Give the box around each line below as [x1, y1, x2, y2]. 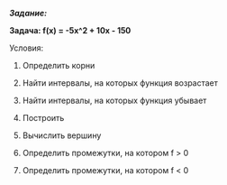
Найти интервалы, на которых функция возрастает [22, 78, 219, 88]
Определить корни [22, 60, 95, 70]
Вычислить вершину [22, 130, 102, 141]
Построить [22, 113, 65, 123]
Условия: [9, 42, 44, 53]
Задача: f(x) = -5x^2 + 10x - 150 [9, 25, 132, 35]
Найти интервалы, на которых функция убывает [22, 95, 207, 106]
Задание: [9, 8, 48, 18]
